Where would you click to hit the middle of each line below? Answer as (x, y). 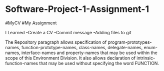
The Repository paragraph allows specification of (56, 42)
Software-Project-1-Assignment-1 (77, 9)
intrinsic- (146, 58)
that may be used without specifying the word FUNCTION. (99, 63)
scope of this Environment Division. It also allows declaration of (70, 58)
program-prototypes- (130, 42)
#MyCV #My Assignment (31, 23)
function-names (22, 63)
